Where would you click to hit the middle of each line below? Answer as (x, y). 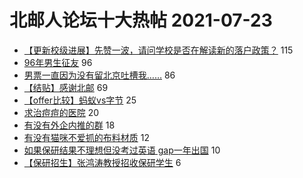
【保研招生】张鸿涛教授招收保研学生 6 (102, 162)
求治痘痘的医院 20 (61, 112)
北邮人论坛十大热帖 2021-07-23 (141, 20)
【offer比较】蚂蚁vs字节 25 (80, 100)
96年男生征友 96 (58, 62)
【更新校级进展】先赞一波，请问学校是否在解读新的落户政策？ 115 (158, 50)
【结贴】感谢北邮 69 (66, 87)
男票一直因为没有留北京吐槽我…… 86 (99, 75)
